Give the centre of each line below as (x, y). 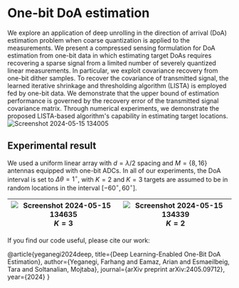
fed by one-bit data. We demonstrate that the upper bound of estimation (113, 93)
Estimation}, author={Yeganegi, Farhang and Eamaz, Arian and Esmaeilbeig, (118, 262)
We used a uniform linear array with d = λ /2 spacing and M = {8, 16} (107, 163)
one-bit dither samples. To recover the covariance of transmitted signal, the (118, 78)
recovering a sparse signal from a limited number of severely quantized (112, 63)
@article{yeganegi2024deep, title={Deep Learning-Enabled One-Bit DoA (114, 255)
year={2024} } (28, 277)
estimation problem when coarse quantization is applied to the (99, 40)
